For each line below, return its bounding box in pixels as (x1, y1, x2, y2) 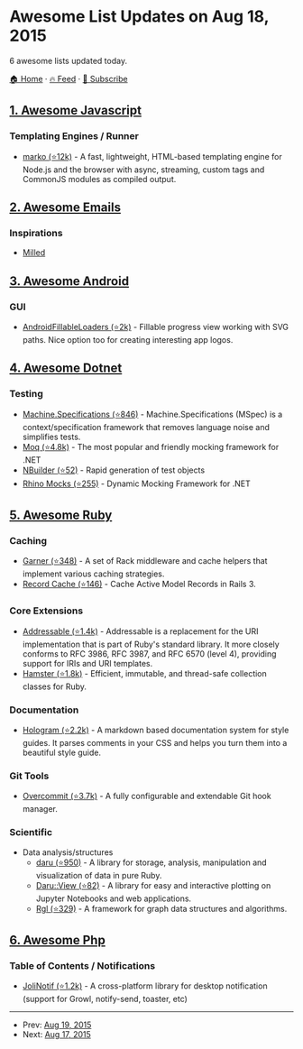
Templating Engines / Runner (9, 130, 140, 143)
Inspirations (9, 226, 63, 239)
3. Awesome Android (9, 273, 129, 289)
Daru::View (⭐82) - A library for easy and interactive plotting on (35, 879, 271, 890)
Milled (22, 247, 46, 258)
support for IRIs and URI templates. (22, 658, 153, 668)
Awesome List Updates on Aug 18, (9, 6, 269, 27)
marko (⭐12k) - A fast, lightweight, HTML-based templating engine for (22, 151, 282, 161)
